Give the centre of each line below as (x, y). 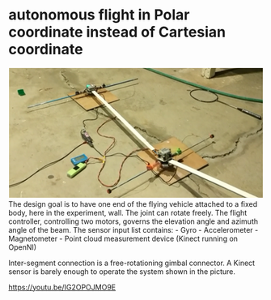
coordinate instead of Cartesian (117, 32)
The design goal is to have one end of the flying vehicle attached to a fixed (133, 204)
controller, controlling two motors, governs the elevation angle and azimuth (133, 221)
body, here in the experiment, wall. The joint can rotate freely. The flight (128, 212)
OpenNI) (23, 247)
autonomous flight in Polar (99, 15)
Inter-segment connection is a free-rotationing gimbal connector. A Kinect (132, 263)
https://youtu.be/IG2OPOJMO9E (62, 287)
